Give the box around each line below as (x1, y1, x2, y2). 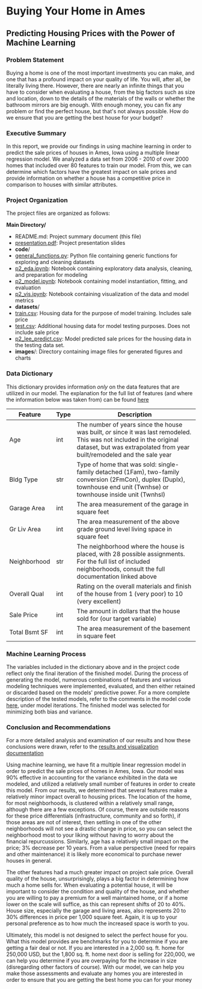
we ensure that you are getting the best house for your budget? (6, 114, 164, 121)
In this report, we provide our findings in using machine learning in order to (6, 143, 192, 150)
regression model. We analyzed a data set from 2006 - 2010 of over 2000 (6, 155, 189, 163)
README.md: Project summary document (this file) (14, 233, 141, 240)
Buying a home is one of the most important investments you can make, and (6, 69, 195, 76)
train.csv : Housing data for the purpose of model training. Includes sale (14, 310, 192, 317)
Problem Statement (6, 55, 64, 64)
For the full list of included (76, 557, 150, 565)
